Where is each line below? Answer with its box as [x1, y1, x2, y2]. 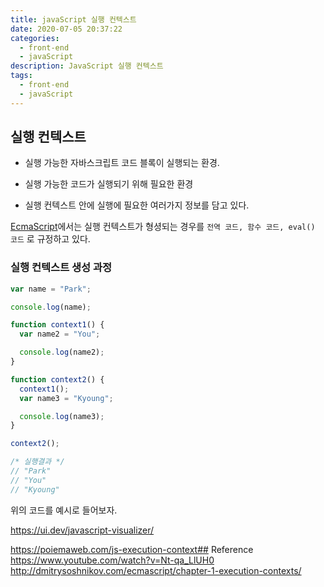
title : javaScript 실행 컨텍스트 [10, 14, 137, 25]
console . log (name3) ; [19, 411, 105, 421]
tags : [10, 71, 33, 81]
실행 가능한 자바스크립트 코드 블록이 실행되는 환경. [24, 157, 220, 169]
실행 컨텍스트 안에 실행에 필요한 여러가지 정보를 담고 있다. [24, 199, 250, 211]
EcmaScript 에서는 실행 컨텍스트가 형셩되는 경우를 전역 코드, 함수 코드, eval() [10, 221, 316, 233]
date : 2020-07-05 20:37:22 [10, 24, 123, 34]
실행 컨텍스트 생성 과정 [10, 261, 113, 275]
